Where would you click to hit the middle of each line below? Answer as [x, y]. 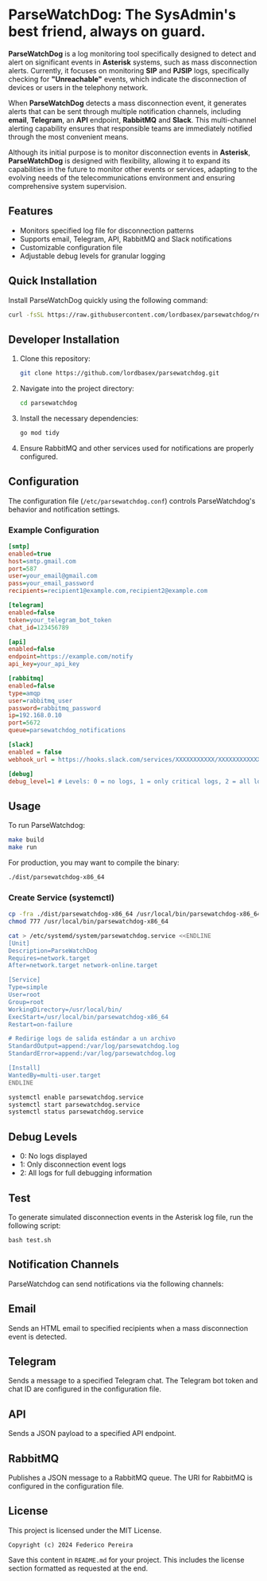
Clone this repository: [55, 359]
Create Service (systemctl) [62, 897]
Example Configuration [54, 530]
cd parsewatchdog [48, 403]
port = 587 [23, 569]
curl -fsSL [26, 315]
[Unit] [19, 943]
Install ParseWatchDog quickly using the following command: [108, 300]
